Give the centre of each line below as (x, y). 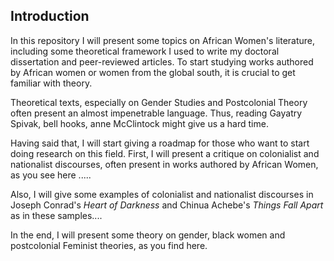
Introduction (50, 16)
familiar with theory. (51, 83)
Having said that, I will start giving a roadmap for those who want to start (160, 143)
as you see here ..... (51, 175)
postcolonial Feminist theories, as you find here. (109, 245)
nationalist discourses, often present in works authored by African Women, (164, 164)
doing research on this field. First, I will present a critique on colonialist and (165, 153)
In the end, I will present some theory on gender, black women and (148, 235)
